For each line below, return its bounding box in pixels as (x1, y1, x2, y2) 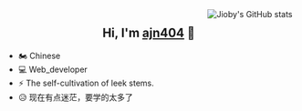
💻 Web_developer (17, 64, 89, 75)
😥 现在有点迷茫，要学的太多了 (17, 91, 134, 103)
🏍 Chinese (17, 50, 61, 61)
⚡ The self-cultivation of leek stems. (17, 77, 155, 88)
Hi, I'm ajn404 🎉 (101, 25, 196, 41)
